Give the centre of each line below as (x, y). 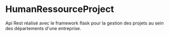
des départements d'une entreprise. (43, 28)
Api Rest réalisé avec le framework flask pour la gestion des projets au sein (84, 23)
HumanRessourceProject (60, 9)
